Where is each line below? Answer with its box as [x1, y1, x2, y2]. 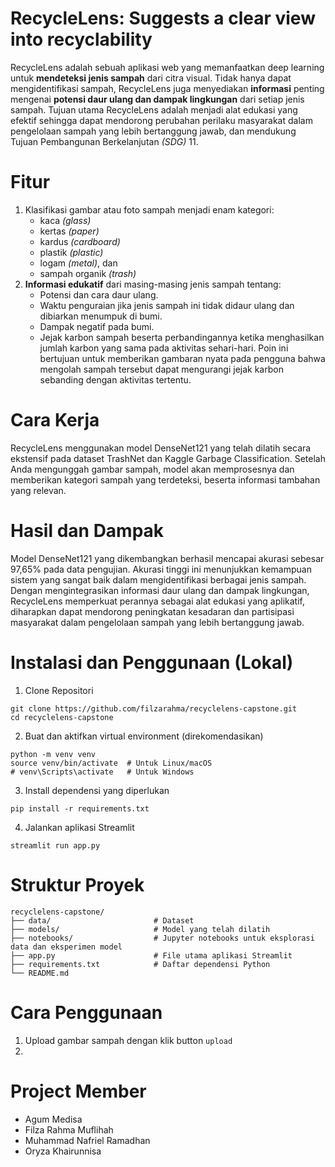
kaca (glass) [39, 214, 92, 226]
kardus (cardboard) [39, 235, 121, 247]
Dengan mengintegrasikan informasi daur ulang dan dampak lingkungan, [10, 584, 310, 596]
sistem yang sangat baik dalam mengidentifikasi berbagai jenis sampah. [10, 573, 307, 586]
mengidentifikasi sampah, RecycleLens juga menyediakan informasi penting [10, 82, 325, 94]
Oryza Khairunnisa [24, 1145, 102, 1157]
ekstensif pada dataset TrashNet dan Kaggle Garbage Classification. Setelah [10, 452, 326, 464]
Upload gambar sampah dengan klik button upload [24, 1034, 233, 1046]
